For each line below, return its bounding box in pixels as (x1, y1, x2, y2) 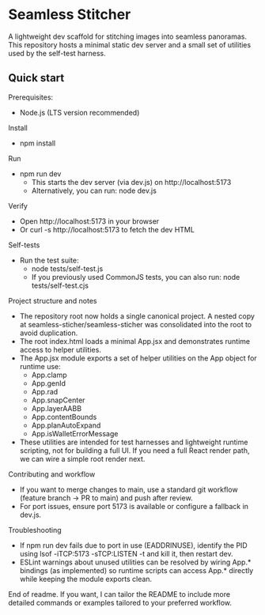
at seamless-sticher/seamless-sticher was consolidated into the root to (19, 319, 252, 329)
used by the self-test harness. (8, 48, 106, 58)
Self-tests (8, 240, 40, 250)
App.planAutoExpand (31, 421, 101, 430)
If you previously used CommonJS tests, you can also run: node (31, 272, 240, 281)
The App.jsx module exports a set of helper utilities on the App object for (19, 353, 257, 363)
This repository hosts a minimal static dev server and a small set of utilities (8, 40, 252, 49)
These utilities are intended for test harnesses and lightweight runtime (19, 437, 248, 447)
